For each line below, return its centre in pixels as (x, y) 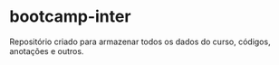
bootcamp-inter (70, 17)
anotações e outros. (47, 51)
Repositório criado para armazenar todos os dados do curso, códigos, (140, 42)
